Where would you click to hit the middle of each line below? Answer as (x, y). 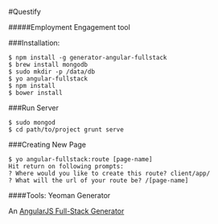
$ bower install (35, 93)
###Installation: (34, 43)
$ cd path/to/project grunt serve (66, 130)
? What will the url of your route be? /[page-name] (99, 180)
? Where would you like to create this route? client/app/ (109, 173)
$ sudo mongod (32, 122)
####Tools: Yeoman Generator (60, 195)
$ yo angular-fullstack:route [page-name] (80, 160)
